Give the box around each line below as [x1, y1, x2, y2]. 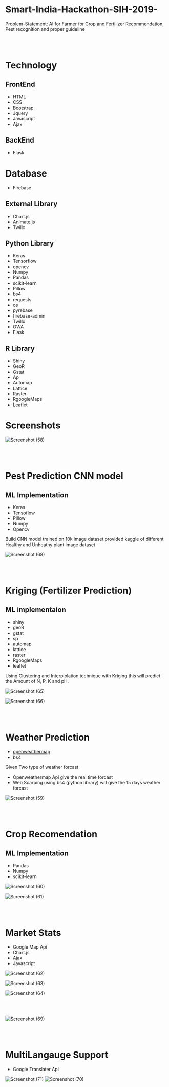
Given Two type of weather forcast [5, 764, 79, 770]
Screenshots [5, 419, 61, 431]
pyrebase [12, 307, 33, 313]
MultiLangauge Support [5, 1049, 109, 1061]
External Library [5, 200, 58, 208]
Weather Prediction [5, 732, 90, 743]
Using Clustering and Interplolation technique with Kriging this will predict [5, 673, 160, 679]
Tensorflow [12, 258, 37, 265]
